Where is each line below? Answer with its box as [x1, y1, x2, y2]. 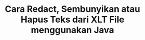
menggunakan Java [31, 25, 114, 36]
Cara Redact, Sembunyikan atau [4, 3, 141, 15]
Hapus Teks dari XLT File [20, 14, 125, 25]
